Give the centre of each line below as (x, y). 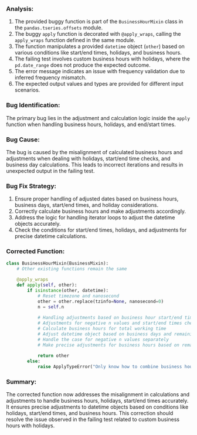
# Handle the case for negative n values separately (103, 339)
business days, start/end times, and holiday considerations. (86, 205)
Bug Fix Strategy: (31, 186)
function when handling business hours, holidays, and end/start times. (91, 124)
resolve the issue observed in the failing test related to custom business (93, 419)
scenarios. (27, 90)
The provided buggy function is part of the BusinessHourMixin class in (99, 22)
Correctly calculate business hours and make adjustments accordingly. (100, 211)
